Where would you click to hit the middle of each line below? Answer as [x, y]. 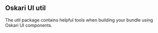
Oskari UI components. [29, 25]
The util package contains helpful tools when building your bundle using [79, 20]
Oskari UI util [26, 8]
